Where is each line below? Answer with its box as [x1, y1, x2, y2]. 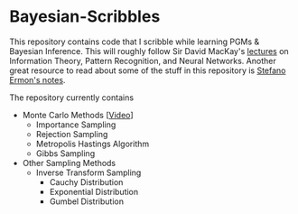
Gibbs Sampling [35, 147, 96, 159]
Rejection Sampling [35, 128, 108, 139]
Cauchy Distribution [49, 176, 124, 187]
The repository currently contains [9, 92, 134, 103]
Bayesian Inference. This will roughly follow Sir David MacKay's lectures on [9, 45, 289, 56]
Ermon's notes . [9, 74, 66, 85]
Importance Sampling [35, 119, 116, 130]
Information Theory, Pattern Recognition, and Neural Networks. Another [9, 55, 277, 66]
